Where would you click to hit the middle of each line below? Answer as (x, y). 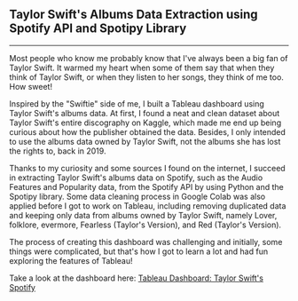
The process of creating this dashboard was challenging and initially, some (146, 242)
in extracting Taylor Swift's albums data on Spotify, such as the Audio (136, 178)
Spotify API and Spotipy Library (98, 29)
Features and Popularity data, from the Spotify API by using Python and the (146, 186)
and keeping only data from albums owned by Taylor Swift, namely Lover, (143, 215)
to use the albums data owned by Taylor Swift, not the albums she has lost (145, 141)
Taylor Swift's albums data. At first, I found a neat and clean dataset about (145, 113)
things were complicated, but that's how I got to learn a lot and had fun (139, 251)
